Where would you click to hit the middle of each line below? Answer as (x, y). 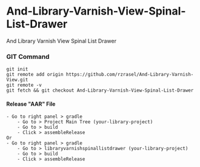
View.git (17, 80)
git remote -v (24, 85)
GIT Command (28, 56)
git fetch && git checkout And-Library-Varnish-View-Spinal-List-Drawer (100, 90)
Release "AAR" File (31, 104)
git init (17, 69)
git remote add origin (35, 75)
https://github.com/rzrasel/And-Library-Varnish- (130, 75)
